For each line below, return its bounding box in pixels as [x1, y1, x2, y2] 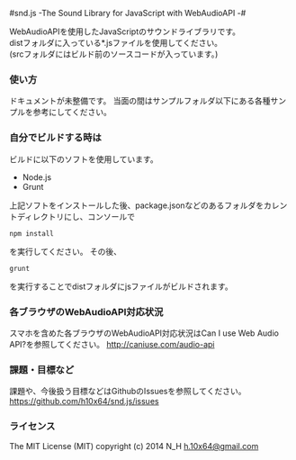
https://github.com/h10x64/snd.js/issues [9, 396, 159, 407]
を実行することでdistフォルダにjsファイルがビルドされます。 [9, 281, 233, 292]
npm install [9, 229, 54, 238]
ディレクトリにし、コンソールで [16, 211, 136, 221]
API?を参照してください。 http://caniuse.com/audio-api [9, 338, 215, 349]
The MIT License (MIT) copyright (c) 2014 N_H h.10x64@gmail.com [9, 441, 259, 452]
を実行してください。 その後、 [9, 246, 122, 257]
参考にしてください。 [32, 107, 112, 118]
